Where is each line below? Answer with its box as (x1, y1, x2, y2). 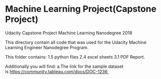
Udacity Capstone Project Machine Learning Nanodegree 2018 (5, 30, 132, 36)
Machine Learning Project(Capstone (5, 3, 157, 15)
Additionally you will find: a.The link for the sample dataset (5, 63, 124, 69)
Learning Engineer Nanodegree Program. (5, 44, 89, 50)
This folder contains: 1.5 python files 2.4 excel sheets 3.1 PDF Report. (5, 54, 145, 59)
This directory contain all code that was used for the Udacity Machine (5, 39, 147, 45)
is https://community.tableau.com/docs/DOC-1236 (5, 68, 108, 74)
